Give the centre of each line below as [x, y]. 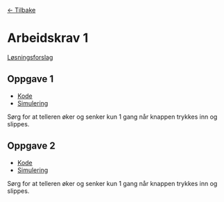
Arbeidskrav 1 [48, 38]
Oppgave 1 [31, 79]
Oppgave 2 [31, 146]
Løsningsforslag [30, 57]
